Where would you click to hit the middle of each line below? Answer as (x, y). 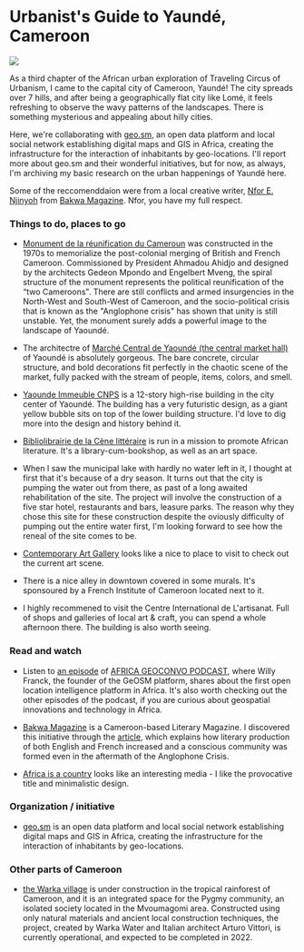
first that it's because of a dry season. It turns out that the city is (142, 478)
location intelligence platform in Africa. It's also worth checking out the (155, 690)
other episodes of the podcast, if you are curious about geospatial (146, 699)
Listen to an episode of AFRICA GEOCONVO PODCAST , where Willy (149, 670)
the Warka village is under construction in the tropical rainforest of (146, 889)
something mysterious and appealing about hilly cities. (111, 116)
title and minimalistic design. (76, 783)
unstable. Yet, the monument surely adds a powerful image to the (145, 321)
